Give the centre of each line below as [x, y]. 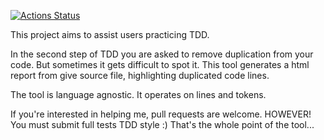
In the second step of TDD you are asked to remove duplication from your [162, 54]
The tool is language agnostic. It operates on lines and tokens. [138, 94]
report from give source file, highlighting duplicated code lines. [140, 75]
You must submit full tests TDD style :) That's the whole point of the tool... [162, 124]
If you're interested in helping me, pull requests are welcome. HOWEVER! [161, 114]
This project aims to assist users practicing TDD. [110, 34]
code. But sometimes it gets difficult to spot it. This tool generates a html [160, 64]
